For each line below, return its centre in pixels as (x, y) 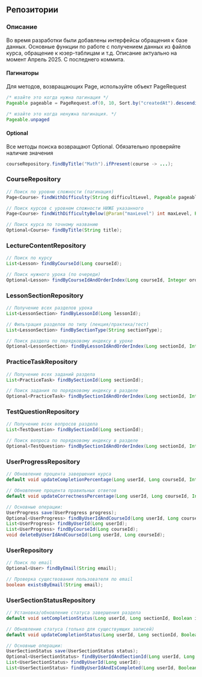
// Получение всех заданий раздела (51, 374)
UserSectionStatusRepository (51, 600)
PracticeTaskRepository (42, 362)
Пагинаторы (23, 73)
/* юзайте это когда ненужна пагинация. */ (62, 114)
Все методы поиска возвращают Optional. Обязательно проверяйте (93, 146)
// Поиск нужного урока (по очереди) (54, 275)
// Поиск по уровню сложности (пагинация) (60, 192)
